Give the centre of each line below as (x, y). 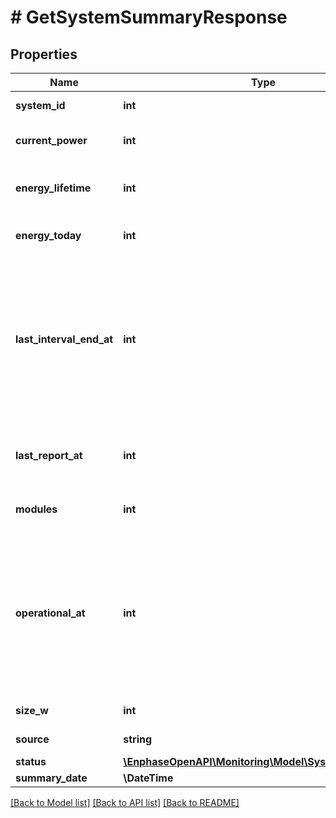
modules (36, 509)
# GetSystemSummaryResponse (149, 17)
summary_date (51, 778)
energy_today (48, 235)
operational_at (50, 613)
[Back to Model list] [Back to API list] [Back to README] (125, 802)
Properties (44, 54)
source (32, 739)
